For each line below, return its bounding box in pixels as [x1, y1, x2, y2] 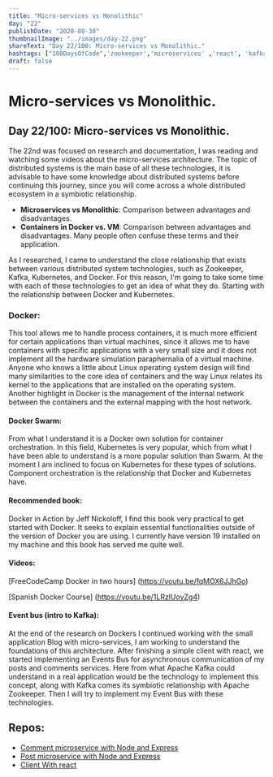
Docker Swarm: [8, 416, 63, 425]
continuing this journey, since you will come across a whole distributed [8, 180, 245, 190]
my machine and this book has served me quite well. [8, 539, 184, 549]
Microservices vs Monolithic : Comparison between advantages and [19, 205, 251, 214]
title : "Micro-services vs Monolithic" [8, 11, 144, 20]
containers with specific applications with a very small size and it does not [8, 346, 258, 356]
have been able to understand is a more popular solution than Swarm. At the [8, 451, 264, 461]
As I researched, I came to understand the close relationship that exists [8, 255, 246, 265]
